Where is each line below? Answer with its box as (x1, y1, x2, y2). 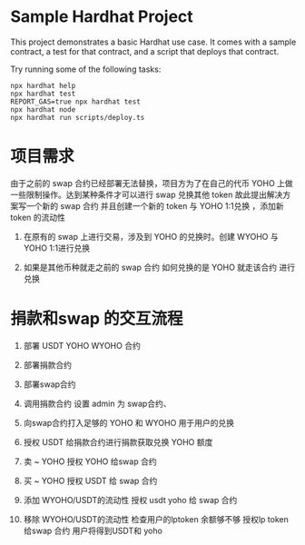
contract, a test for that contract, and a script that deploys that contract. (10, 45, 280, 56)
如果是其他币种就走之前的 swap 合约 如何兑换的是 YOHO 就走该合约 (23, 262, 278, 272)
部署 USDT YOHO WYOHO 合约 (23, 340, 142, 351)
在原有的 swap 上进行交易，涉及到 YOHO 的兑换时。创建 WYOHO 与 (23, 231, 280, 242)
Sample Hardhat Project (10, 6, 193, 27)
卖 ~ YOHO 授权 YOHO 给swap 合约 (23, 456, 157, 467)
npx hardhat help (10, 81, 76, 90)
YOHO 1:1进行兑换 (23, 243, 91, 253)
